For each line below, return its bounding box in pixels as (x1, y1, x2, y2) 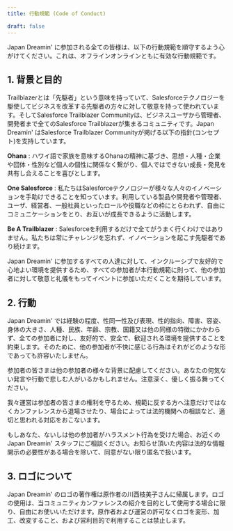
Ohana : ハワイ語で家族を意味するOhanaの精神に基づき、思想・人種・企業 (7, 152, 221, 160)
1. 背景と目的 (7, 74, 63, 86)
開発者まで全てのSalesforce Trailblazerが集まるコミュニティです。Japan (7, 120, 214, 128)
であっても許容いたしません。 (7, 351, 93, 360)
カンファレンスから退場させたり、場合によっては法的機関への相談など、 (13, 407, 219, 415)
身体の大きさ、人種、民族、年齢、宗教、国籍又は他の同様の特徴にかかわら (7, 325, 220, 334)
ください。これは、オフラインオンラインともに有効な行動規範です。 (25, 51, 220, 60)
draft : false (7, 22, 45, 30)
